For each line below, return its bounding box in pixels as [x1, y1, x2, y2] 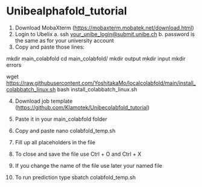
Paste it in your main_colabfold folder [14, 115, 107, 123]
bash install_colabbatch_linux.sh [57, 85, 137, 93]
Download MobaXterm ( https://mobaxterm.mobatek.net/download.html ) [14, 24, 194, 31]
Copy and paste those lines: [14, 43, 85, 51]
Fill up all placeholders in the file [14, 138, 95, 146]
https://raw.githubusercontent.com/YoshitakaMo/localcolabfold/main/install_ [6, 79, 196, 87]
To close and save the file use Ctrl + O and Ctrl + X [14, 150, 142, 158]
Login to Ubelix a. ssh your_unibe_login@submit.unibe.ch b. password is [14, 30, 195, 37]
